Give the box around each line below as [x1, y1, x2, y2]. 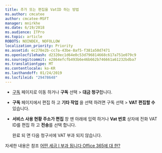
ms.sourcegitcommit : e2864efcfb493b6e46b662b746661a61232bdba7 [5, 57, 137, 62]
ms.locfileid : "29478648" [5, 75, 58, 80]
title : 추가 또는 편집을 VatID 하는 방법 [5, 7, 80, 12]
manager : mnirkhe [5, 20, 40, 26]
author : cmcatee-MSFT [5, 16, 49, 21]
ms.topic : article [5, 35, 42, 39]
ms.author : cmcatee [5, 12, 45, 17]
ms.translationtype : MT [5, 61, 54, 66]
